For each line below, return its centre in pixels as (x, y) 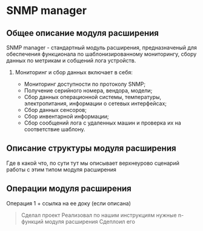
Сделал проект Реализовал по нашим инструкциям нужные (99, 215)
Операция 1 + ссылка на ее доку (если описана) (69, 203)
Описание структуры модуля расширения (92, 149)
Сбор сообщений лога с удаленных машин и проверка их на (103, 123)
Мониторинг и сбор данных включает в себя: (74, 72)
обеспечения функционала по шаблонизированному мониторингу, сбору (101, 54)
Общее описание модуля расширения (83, 33)
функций (32, 221)
